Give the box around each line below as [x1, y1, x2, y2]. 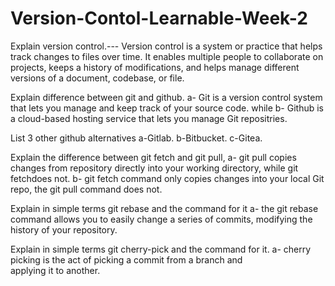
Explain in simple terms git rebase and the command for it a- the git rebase [10, 202, 319, 214]
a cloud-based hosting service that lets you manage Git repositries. [10, 112, 288, 124]
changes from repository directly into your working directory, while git [10, 162, 299, 174]
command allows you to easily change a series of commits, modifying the [10, 213, 313, 225]
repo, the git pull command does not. [10, 183, 163, 195]
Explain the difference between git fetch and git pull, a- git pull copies [10, 151, 297, 163]
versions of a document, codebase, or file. [10, 72, 185, 84]
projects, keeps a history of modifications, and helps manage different [10, 61, 300, 73]
